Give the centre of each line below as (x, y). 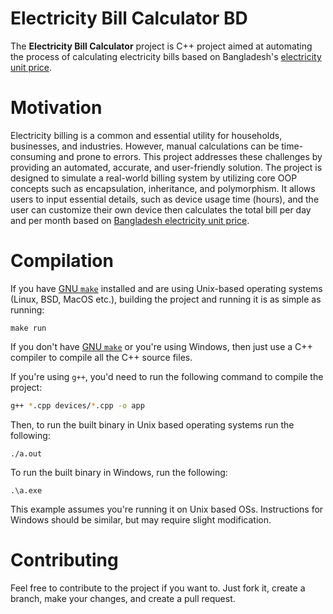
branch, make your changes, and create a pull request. (123, 598)
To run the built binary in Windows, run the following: (119, 472)
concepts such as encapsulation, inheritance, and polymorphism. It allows (163, 188)
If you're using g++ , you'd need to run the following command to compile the (167, 376)
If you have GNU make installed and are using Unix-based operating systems (166, 288)
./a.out (26, 453)
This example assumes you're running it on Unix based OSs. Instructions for (167, 509)
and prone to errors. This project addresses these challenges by (190, 156)
